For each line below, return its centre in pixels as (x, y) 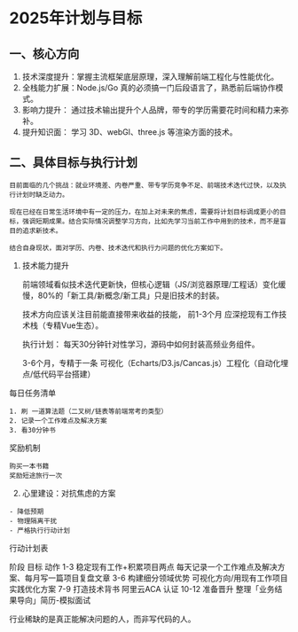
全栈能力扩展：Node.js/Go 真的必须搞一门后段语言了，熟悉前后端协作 (149, 88)
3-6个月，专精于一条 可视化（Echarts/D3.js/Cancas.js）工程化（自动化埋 (155, 363)
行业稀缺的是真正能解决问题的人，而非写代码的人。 (102, 619)
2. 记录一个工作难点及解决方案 (59, 421)
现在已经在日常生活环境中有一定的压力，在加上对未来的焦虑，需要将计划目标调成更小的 (145, 212)
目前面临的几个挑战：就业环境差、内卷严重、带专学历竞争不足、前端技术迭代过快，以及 (145, 185)
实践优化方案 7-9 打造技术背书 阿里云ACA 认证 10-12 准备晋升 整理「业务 (142, 589)
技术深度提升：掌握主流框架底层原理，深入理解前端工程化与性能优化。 (150, 77)
